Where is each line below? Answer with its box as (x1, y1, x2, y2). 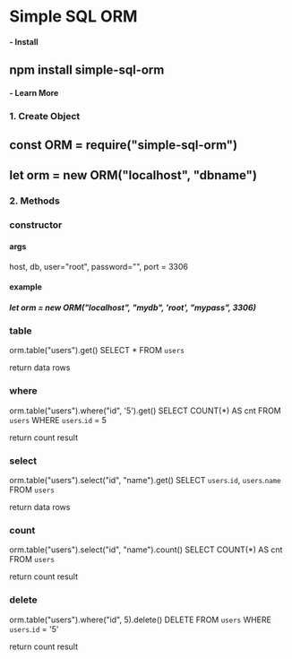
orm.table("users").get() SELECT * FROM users (9, 345, 185, 356)
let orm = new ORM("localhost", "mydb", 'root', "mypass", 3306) (9, 302, 257, 313)
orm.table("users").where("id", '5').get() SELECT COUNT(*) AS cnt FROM (9, 405, 281, 416)
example (9, 282, 43, 292)
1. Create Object (9, 109, 81, 122)
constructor (9, 219, 63, 231)
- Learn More (9, 87, 59, 98)
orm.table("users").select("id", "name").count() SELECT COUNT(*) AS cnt (9, 544, 283, 555)
